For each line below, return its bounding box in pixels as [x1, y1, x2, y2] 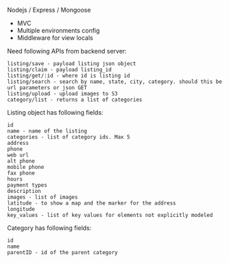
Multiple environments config [16, 27, 100, 34]
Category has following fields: [7, 224, 92, 232]
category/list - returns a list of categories [7, 96, 143, 103]
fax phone [7, 170, 36, 176]
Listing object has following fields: [7, 108, 104, 116]
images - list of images [7, 194, 78, 201]
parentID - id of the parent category [7, 249, 118, 256]
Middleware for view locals [16, 34, 94, 42]
